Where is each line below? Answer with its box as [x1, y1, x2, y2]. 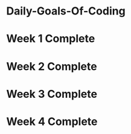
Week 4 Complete [6, 115, 98, 128]
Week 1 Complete [6, 32, 95, 46]
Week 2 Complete [6, 59, 98, 73]
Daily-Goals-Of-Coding [6, 4, 126, 18]
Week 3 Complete [6, 87, 98, 101]
